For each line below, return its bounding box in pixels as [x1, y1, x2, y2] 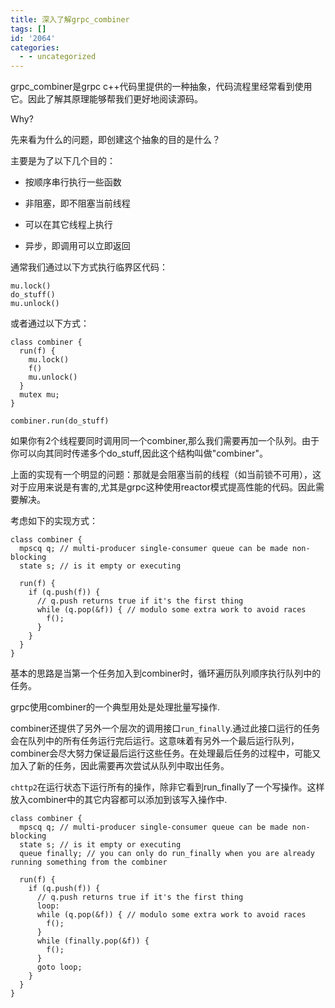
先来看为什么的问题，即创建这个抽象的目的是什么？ [10, 134, 221, 146]
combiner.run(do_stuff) [10, 416, 110, 426]
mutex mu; [19, 390, 60, 400]
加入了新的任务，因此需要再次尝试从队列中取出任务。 [10, 760, 230, 772]
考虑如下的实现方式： [10, 515, 98, 527]
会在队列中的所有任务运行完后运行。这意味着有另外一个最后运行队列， [10, 735, 300, 747]
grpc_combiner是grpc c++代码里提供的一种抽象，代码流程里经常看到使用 [10, 81, 313, 93]
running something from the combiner [10, 857, 168, 868]
